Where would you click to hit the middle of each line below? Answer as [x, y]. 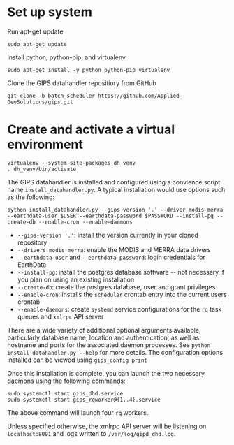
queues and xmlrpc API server [60, 316]
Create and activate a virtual [91, 130]
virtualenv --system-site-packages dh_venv [72, 163]
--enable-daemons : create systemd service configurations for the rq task [119, 309]
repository [32, 242]
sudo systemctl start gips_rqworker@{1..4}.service [84, 400]
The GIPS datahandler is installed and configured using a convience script [114, 182]
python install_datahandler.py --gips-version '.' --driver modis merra [115, 210]
